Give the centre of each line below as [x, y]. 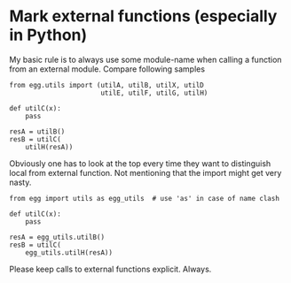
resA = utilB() [37, 131]
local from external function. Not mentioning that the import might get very [145, 172]
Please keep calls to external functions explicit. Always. [110, 269]
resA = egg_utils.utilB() [57, 237]
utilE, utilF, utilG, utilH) [154, 93]
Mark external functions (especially [143, 16]
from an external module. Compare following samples [107, 69]
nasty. [20, 182]
